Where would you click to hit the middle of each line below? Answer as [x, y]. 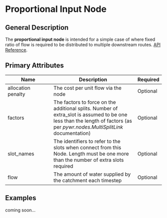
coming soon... [20, 210]
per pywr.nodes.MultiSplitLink [88, 127]
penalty [17, 94]
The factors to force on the [85, 102]
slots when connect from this [87, 147]
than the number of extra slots [89, 160]
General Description [37, 28]
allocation [19, 88]
